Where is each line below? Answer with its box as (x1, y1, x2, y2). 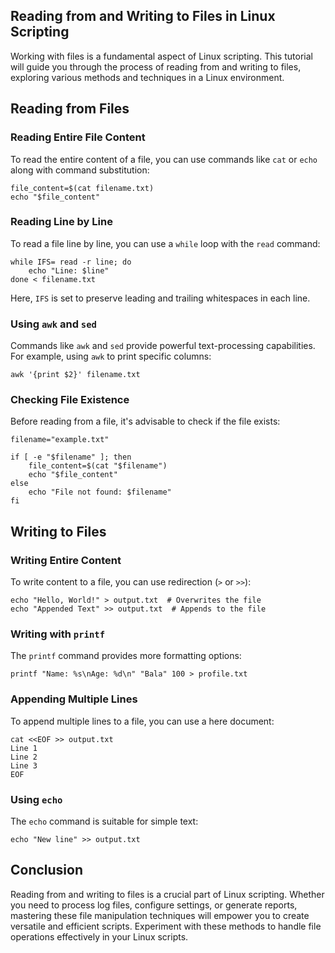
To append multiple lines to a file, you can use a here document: (10, 715, 275, 727)
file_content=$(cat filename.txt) (10, 183, 155, 193)
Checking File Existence (10, 393, 130, 407)
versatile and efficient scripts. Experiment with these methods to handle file (10, 920, 322, 932)
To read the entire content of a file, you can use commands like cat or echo (10, 153, 318, 165)
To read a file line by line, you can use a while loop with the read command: (10, 237, 321, 249)
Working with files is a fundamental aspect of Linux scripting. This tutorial (10, 50, 313, 62)
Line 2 (10, 752, 38, 762)
